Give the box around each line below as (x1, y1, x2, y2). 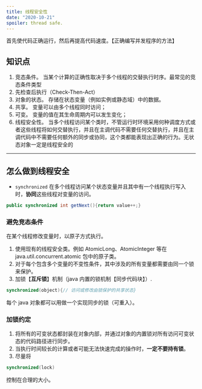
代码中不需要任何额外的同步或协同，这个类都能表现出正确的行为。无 (20, 133, 189, 141)
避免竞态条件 (6, 217, 44, 226)
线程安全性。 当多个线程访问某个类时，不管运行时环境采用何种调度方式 (14, 118, 191, 126)
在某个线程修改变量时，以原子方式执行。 (6, 232, 106, 240)
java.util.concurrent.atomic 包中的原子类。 (14, 253, 120, 260)
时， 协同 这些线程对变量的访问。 (14, 190, 94, 198)
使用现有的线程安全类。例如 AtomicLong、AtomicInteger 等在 (14, 246, 167, 253)
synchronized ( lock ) (6, 364, 55, 371)
